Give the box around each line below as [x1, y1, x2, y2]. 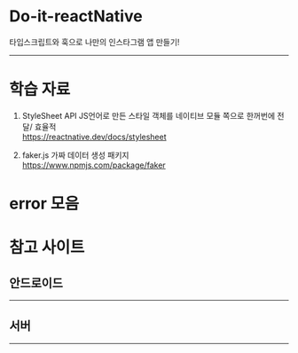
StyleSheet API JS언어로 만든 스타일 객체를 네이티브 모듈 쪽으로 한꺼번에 [21, 110, 276, 121]
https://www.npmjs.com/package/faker [21, 160, 166, 170]
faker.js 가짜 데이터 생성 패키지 [21, 149, 129, 161]
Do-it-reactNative [9, 6, 144, 27]
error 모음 [9, 193, 80, 214]
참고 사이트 [9, 238, 85, 258]
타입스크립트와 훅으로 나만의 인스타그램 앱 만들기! [9, 36, 180, 47]
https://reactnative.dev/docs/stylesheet [21, 131, 167, 142]
